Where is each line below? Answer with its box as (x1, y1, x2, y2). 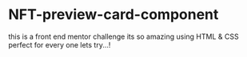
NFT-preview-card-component (8, 6, 219, 24)
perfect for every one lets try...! (8, 40, 111, 49)
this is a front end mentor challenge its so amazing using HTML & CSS (8, 32, 239, 41)
